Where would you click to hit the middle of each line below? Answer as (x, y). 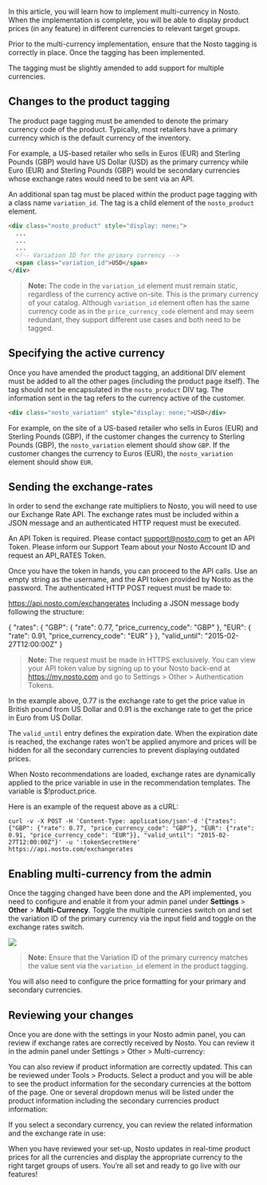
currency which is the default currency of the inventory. (100, 137)
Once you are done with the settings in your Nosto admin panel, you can (127, 1035)
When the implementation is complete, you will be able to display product (129, 20)
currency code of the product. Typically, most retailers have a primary (123, 129)
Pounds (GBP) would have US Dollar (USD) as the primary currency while (128, 161)
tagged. (41, 328)
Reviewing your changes (71, 1015)
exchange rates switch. (47, 927)
